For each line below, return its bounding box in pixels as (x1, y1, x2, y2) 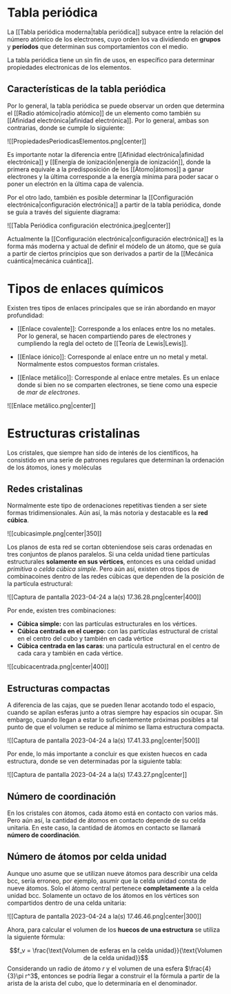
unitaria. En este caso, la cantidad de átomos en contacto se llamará (7, 824, 201, 832)
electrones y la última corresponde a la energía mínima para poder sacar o (7, 172, 219, 180)
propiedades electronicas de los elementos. (7, 63, 132, 71)
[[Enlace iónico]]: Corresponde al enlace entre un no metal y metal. (17, 353, 208, 361)
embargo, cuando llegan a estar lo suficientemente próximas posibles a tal (7, 715, 219, 724)
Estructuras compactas (7, 682, 110, 694)
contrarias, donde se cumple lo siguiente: (7, 123, 125, 132)
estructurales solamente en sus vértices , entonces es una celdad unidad (7, 558, 216, 566)
